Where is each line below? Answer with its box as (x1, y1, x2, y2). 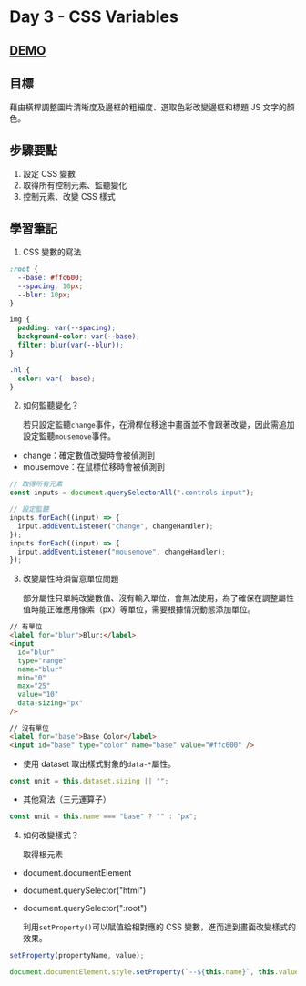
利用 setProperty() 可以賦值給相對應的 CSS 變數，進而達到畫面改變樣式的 (22, 921, 296, 932)
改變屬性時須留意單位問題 (22, 573, 119, 585)
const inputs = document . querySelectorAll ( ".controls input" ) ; (9, 488, 255, 498)
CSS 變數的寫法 (22, 246, 82, 257)
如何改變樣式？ (22, 830, 79, 841)
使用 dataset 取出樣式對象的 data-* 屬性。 (22, 758, 176, 769)
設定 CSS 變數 (22, 169, 76, 180)
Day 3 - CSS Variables (9, 6, 179, 27)
